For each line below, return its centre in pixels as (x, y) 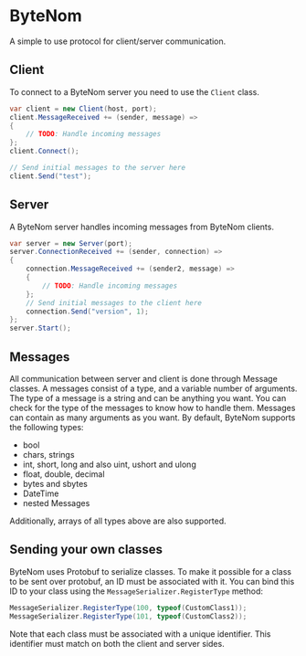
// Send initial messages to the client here (114, 302)
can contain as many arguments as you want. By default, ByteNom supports (153, 418)
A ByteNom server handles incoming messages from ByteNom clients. (142, 227)
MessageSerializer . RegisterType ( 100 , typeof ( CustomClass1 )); (128, 608)
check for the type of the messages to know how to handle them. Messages (153, 408)
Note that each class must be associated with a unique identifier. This (140, 634)
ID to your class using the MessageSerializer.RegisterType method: (136, 591)
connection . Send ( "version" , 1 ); (87, 312)
